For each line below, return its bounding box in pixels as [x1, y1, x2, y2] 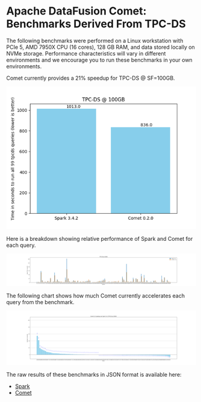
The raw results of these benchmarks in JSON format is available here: [6, 371, 182, 378]
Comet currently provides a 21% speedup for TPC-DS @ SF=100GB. [6, 74, 176, 81]
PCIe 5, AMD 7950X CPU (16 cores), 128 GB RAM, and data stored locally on [6, 43, 196, 51]
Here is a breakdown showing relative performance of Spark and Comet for [6, 235, 193, 242]
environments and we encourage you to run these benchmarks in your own [6, 56, 193, 63]
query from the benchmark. [6, 299, 75, 306]
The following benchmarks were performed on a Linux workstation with [6, 37, 184, 44]
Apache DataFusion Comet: [6, 4, 147, 18]
